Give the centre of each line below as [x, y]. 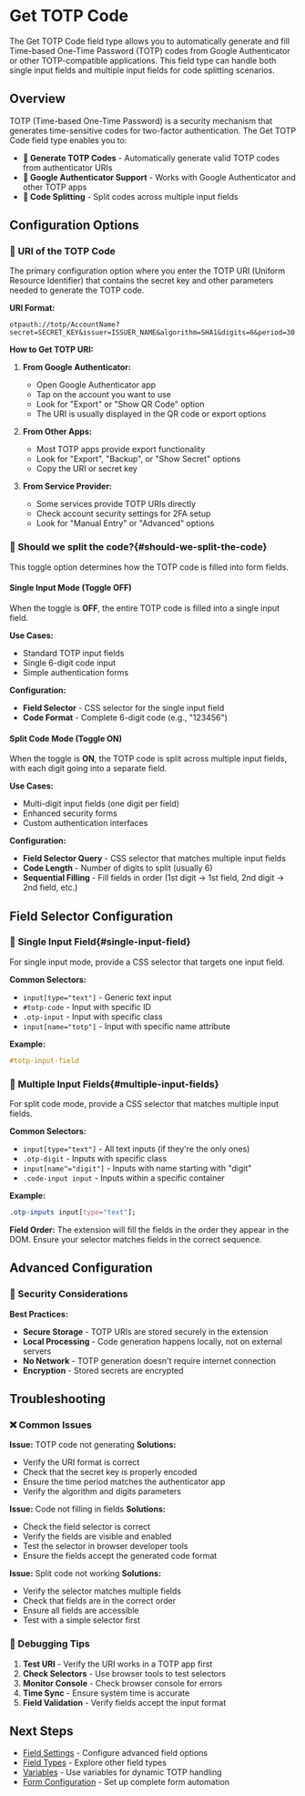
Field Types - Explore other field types [94, 1763]
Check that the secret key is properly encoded [110, 1472]
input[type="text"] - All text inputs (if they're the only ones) [136, 1149]
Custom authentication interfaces [85, 823]
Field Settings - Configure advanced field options [115, 1753]
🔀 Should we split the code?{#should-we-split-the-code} [138, 547]
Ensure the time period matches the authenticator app [124, 1481]
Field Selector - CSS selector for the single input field [123, 707]
